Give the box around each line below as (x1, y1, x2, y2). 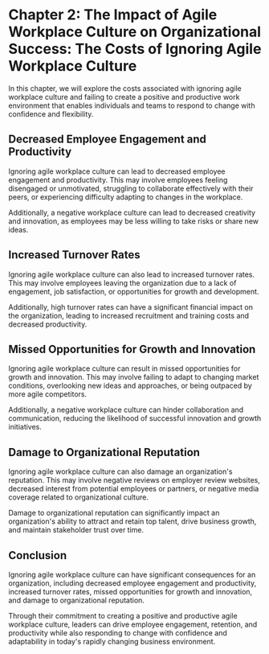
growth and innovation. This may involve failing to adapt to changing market (8, 372, 259, 382)
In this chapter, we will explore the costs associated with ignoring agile (8, 83, 243, 93)
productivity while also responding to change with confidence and (8, 628, 227, 637)
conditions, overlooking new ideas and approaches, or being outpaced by (8, 380, 253, 391)
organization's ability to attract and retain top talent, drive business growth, (8, 516, 257, 526)
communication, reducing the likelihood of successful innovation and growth (8, 413, 262, 423)
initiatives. (8, 422, 43, 432)
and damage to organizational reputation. (8, 595, 145, 605)
